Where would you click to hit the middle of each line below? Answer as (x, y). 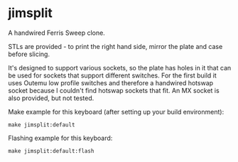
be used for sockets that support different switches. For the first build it (113, 75)
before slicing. (29, 54)
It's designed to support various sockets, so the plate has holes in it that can (120, 67)
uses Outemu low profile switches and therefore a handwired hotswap (111, 82)
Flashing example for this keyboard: (60, 138)
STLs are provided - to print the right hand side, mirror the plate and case (115, 46)
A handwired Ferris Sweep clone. (56, 33)
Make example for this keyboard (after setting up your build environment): (116, 112)
